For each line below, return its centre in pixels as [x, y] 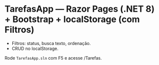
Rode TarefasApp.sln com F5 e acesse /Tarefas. [53, 58]
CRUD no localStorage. [35, 48]
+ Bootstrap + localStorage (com [72, 19]
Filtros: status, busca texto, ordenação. [51, 43]
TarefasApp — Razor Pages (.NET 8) [80, 9]
